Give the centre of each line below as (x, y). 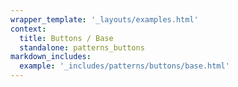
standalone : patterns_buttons (82, 47)
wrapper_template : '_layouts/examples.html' (104, 19)
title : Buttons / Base (66, 38)
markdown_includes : (51, 57)
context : (28, 29)
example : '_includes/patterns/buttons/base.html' (124, 66)
